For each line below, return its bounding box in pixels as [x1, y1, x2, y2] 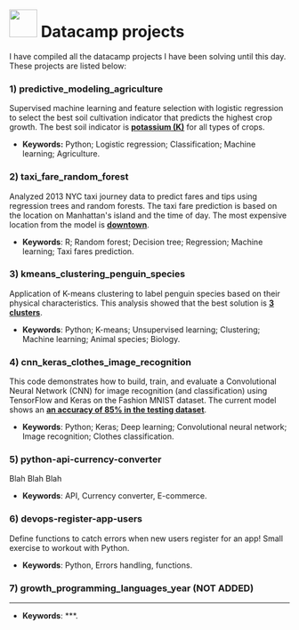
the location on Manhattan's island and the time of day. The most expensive [9, 210, 287, 220]
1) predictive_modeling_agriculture [9, 83, 163, 95]
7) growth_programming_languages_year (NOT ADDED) [9, 582, 255, 594]
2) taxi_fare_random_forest [9, 171, 129, 183]
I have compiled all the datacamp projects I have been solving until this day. [9, 51, 287, 61]
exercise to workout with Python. [9, 542, 130, 553]
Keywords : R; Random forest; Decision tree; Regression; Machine [21, 236, 263, 247]
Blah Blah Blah [9, 474, 62, 484]
